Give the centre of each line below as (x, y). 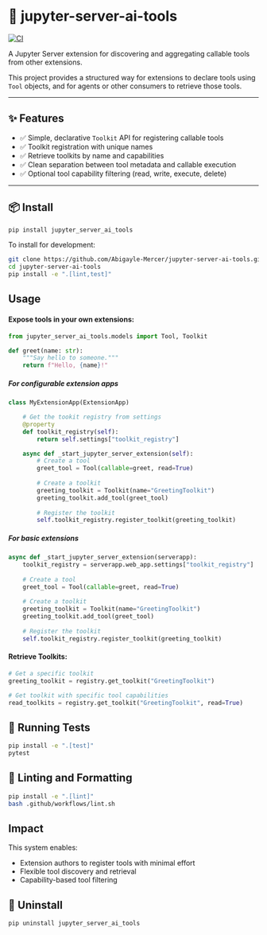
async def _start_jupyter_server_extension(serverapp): (103, 557)
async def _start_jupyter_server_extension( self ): (108, 454)
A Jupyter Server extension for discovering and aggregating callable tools (129, 53)
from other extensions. (45, 62)
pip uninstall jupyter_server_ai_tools (74, 923)
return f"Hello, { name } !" (66, 365)
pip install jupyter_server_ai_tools (71, 230)
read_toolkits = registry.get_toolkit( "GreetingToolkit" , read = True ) (126, 703)
